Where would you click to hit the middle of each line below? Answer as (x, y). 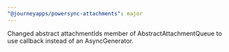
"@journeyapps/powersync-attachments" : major (75, 14)
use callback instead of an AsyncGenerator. (71, 41)
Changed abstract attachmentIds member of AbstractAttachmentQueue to (115, 33)
